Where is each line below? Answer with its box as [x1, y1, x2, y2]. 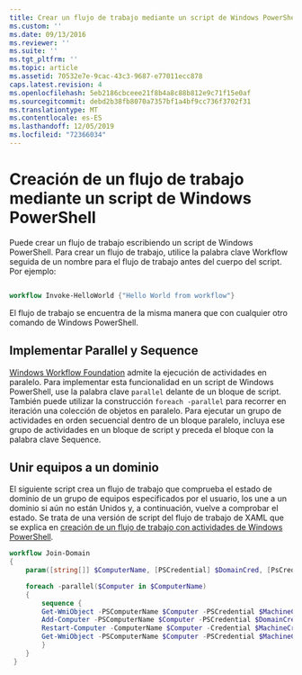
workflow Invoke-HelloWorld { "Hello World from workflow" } [9, 291, 235, 300]
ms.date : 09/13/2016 [9, 30, 87, 39]
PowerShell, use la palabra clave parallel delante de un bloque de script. [9, 386, 281, 397]
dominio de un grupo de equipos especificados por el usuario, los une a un [9, 493, 288, 504]
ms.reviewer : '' [9, 38, 70, 48]
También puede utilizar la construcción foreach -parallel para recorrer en [9, 395, 287, 406]
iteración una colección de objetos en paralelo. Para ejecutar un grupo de [9, 405, 281, 416]
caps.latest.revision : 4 [9, 80, 102, 89]
